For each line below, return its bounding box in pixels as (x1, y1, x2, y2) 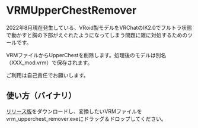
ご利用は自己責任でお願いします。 (6, 71, 89, 79)
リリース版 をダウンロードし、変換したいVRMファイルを (6, 108, 142, 115)
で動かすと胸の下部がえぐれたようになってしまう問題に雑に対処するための (6, 31, 188, 39)
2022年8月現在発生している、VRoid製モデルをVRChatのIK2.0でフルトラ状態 (6, 24, 193, 31)
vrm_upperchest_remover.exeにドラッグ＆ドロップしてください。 (6, 115, 167, 122)
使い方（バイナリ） (6, 90, 76, 101)
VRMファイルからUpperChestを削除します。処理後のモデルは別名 (6, 51, 167, 58)
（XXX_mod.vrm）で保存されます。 (6, 59, 93, 66)
